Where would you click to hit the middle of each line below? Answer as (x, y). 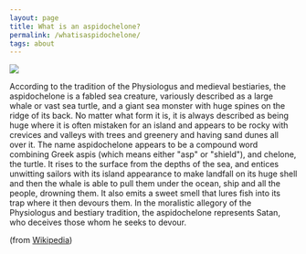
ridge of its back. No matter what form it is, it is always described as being (149, 116)
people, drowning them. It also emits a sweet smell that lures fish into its (145, 194)
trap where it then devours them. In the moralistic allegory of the (131, 203)
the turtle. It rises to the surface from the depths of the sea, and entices (144, 164)
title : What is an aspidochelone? (75, 26)
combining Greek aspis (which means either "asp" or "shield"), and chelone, (153, 154)
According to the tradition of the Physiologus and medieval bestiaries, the (148, 87)
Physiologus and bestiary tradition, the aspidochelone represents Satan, (145, 213)
